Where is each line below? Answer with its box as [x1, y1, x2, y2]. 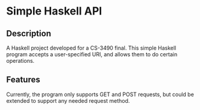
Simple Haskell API [6, 4, 102, 18]
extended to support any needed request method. [6, 97, 130, 104]
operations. [6, 57, 35, 64]
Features [6, 74, 40, 85]
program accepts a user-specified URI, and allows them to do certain [6, 51, 178, 58]
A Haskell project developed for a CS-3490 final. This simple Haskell [6, 44, 177, 51]
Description [6, 28, 51, 39]
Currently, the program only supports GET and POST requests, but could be [6, 91, 195, 98]
